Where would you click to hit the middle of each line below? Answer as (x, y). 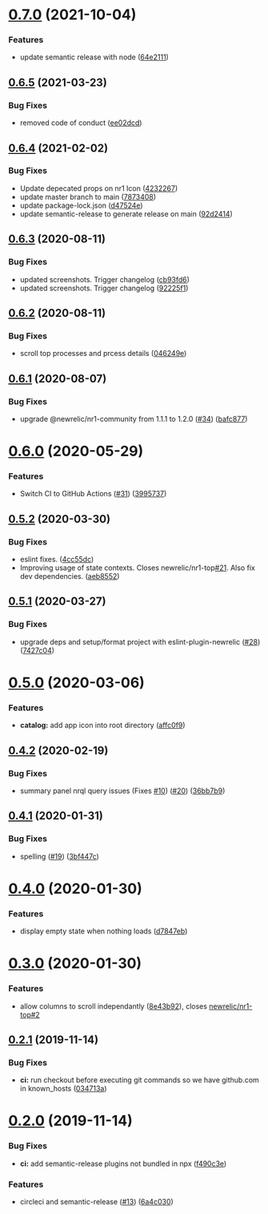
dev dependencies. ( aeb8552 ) (70, 577)
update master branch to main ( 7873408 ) (88, 196)
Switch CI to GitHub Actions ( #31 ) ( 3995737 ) (93, 494)
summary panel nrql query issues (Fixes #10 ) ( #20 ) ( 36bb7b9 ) (122, 791)
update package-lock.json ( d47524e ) (81, 205)
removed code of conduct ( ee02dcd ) (81, 123)
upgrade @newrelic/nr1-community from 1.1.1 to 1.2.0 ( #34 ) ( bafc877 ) (134, 419)
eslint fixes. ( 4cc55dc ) (57, 560)
